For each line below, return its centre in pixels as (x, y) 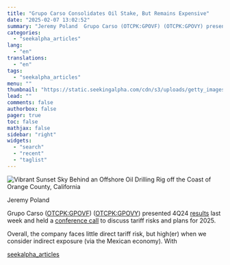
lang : (15, 45)
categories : (24, 33)
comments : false (30, 103)
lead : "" (20, 97)
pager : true (24, 115)
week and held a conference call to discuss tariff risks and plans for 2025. (112, 220)
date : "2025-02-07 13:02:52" (49, 20)
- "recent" (29, 154)
